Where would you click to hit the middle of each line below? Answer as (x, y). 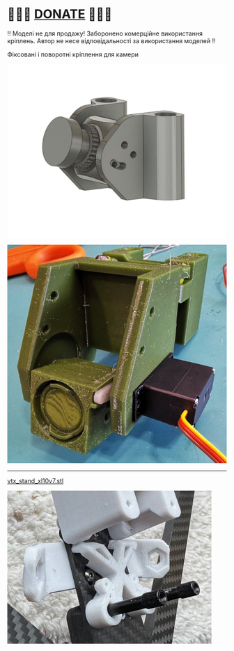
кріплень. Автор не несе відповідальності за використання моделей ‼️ (111, 40)
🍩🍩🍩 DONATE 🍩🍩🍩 (60, 14)
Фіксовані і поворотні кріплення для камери (73, 54)
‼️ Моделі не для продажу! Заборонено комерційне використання (105, 33)
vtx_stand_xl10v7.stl (36, 481)
